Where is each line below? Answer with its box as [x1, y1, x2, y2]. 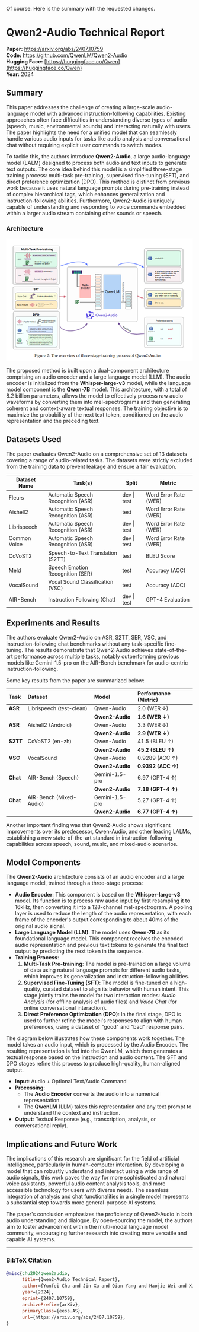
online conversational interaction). [23, 1004, 107, 1012]
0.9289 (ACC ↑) [137, 754, 178, 761]
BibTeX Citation [6, 1256, 52, 1264]
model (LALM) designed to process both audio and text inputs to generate [6, 159, 187, 166]
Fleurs [8, 494, 24, 501]
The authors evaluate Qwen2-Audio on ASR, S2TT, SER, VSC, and [6, 634, 167, 641]
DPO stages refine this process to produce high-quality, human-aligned [6, 1060, 181, 1067]
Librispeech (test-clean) [27, 705, 88, 712]
